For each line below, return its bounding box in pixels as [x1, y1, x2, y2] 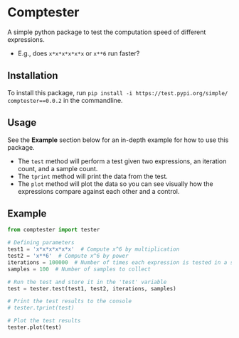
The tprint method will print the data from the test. [17, 172, 169, 180]
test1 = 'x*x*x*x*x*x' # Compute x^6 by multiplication [7, 246, 180, 253]
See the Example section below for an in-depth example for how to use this [7, 136, 229, 144]
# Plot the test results [7, 317, 81, 325]
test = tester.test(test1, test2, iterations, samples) [7, 285, 176, 292]
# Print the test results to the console [7, 298, 132, 305]
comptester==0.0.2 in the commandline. [7, 96, 123, 104]
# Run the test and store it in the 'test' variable [7, 278, 167, 285]
